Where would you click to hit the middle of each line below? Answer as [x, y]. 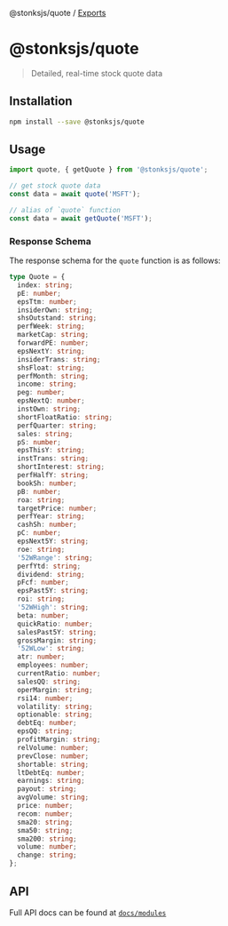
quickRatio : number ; [55, 624]
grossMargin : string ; [57, 640]
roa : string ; [41, 500]
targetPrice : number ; [57, 508]
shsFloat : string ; [51, 368]
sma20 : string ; [45, 822]
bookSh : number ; [47, 483]
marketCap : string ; [53, 335]
